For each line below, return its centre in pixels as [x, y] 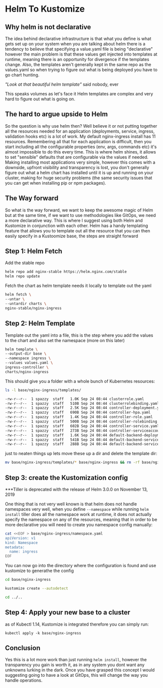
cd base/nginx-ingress [28, 580]
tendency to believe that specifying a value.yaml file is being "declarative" [79, 49]
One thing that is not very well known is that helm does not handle [71, 504]
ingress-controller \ [27, 367]
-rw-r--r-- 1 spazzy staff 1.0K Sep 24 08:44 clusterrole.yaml [75, 399]
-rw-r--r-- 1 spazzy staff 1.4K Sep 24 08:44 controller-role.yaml [79, 417]
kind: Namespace [21, 543]
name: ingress [24, 552]
